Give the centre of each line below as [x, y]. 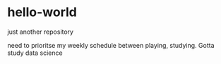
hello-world [42, 12]
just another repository [41, 32]
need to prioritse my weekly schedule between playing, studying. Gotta [111, 45]
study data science [35, 53]
